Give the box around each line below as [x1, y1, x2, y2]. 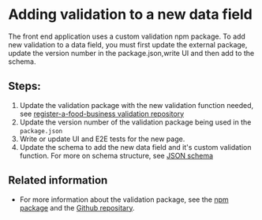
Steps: [8, 80, 41, 93]
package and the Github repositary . [19, 203, 135, 212]
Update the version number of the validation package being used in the [19, 117, 252, 127]
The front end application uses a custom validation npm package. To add [8, 32, 246, 41]
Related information [8, 173, 108, 187]
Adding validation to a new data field [8, 6, 253, 24]
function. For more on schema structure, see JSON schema [19, 151, 214, 160]
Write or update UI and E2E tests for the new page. [19, 134, 185, 144]
